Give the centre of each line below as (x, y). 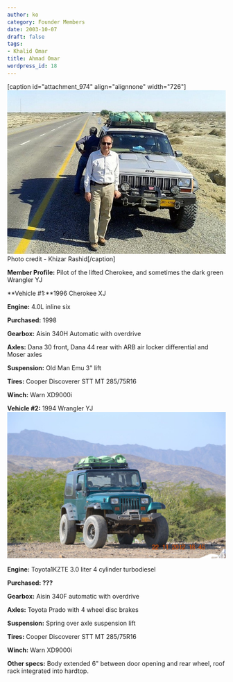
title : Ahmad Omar (34, 59)
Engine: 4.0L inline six (39, 307)
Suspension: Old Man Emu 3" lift (54, 368)
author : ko (23, 15)
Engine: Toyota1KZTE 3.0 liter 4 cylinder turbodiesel (81, 569)
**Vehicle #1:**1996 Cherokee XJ (57, 293)
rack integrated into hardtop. (48, 671)
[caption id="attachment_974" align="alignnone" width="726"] (97, 86)
